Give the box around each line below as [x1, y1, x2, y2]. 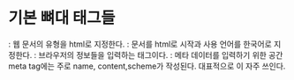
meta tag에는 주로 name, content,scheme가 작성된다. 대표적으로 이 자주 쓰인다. [8, 61, 286, 71]
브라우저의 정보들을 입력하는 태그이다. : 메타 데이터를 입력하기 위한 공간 [38, 49, 283, 60]
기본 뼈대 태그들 [8, 8, 116, 28]
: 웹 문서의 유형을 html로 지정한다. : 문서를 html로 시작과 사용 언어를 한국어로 [8, 39, 273, 49]
